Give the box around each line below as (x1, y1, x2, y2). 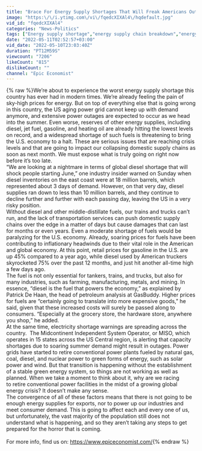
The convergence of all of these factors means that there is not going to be (6, 393, 192, 400)
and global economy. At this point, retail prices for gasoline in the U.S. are (6, 247, 188, 254)
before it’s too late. (6, 157, 52, 164)
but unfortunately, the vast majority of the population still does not (6, 413, 170, 420)
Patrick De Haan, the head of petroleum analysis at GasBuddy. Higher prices (6, 291, 195, 298)
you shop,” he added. (6, 317, 60, 324)
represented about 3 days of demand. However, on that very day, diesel (6, 183, 184, 190)
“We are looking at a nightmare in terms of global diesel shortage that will (6, 164, 188, 171)
